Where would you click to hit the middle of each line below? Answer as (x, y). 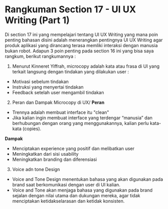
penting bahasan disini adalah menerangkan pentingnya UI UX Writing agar (84, 40)
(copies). (32, 129)
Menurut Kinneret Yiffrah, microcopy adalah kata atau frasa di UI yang (86, 66)
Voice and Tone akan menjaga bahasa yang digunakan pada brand (82, 190)
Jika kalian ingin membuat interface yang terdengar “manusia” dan (82, 118)
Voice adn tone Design (36, 169)
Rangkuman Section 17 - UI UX (70, 9)
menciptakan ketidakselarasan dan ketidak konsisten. (68, 201)
